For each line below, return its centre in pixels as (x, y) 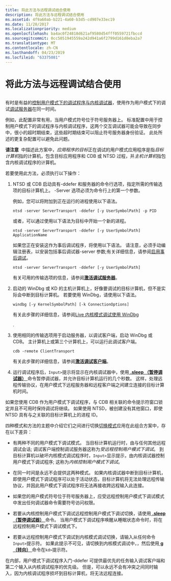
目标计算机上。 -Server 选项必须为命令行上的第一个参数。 (82, 190)
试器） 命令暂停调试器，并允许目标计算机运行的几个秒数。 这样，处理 (85, 378)
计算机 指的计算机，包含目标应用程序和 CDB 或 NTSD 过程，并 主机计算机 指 (83, 156)
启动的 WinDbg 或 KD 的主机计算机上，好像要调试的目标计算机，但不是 (87, 288)
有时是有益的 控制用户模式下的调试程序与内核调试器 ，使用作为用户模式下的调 (85, 102)
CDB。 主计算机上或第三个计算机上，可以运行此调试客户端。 (76, 341)
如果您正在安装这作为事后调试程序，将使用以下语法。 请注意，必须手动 (87, 245)
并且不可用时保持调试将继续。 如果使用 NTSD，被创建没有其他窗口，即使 (86, 408)
